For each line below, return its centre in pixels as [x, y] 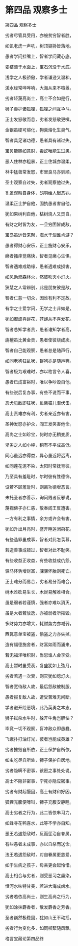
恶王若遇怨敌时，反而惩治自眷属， [39, 833]
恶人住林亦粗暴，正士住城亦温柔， [39, 161]
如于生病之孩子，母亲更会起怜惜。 [39, 865]
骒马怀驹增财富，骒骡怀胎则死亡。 [39, 571]
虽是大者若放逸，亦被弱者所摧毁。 [39, 613]
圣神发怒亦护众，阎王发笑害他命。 [39, 424]
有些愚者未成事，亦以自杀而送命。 [39, 844]
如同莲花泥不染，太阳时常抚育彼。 [39, 466]
